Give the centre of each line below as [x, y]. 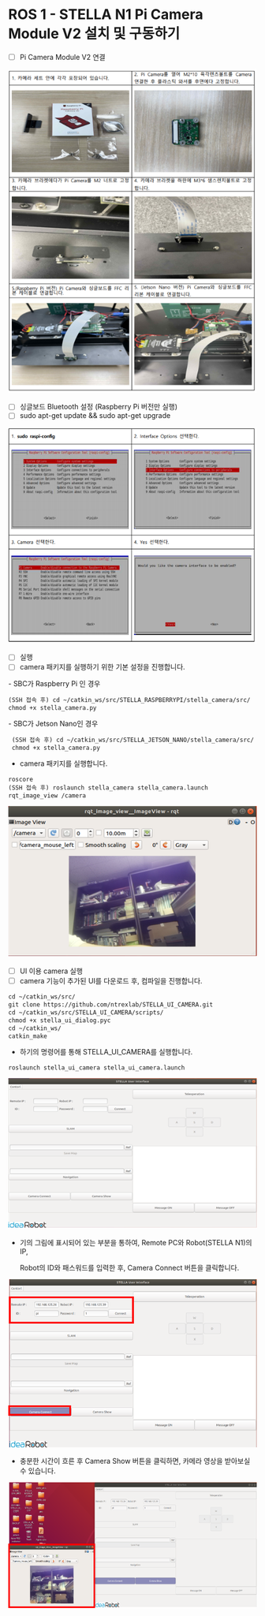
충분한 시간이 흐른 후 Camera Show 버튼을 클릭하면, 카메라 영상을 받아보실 [135, 1461]
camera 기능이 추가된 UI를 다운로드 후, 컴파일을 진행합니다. [111, 980]
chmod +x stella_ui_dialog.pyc [60, 1020]
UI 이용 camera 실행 [51, 971]
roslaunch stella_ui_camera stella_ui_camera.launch [97, 1067]
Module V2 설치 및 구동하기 [94, 34]
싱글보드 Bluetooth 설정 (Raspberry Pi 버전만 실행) [99, 407]
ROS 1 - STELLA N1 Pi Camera [106, 15]
